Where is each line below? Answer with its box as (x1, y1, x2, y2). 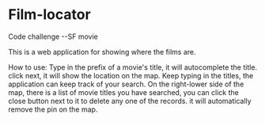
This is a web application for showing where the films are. (8, 47, 196, 56)
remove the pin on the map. (8, 105, 98, 114)
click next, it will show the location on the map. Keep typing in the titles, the (8, 71, 254, 80)
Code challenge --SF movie (8, 32, 99, 41)
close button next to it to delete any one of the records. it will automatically (8, 96, 252, 105)
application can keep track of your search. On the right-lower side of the (8, 79, 244, 89)
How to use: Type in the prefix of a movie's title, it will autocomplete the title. (8, 62, 258, 72)
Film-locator (8, 6, 91, 24)
